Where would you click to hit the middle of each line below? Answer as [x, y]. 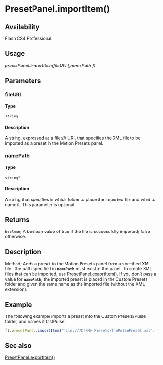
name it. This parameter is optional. [41, 204]
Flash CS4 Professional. [29, 38]
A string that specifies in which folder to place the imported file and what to [80, 199]
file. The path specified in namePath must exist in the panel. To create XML [79, 269]
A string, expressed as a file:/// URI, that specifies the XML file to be [73, 138]
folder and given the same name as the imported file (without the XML [75, 284]
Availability [22, 27]
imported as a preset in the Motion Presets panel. [54, 143]
